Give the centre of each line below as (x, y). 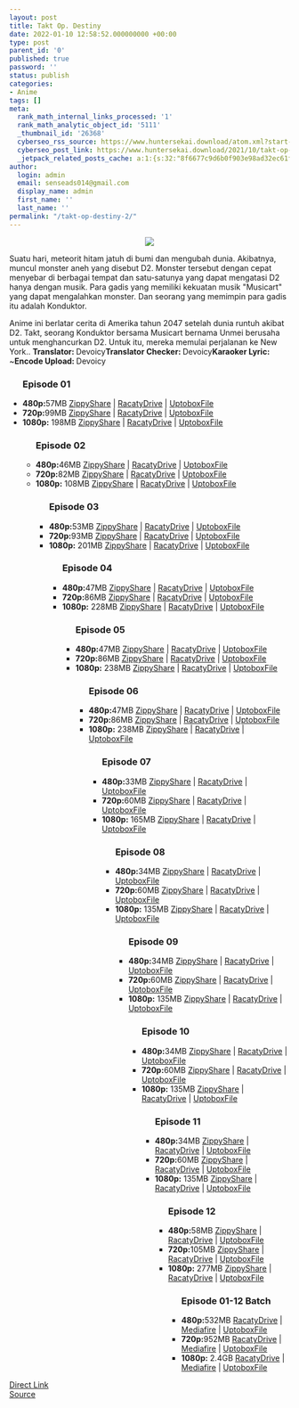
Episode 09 (154, 941)
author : (24, 167)
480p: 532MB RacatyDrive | (232, 1321)
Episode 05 (101, 629)
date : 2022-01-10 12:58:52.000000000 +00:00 (93, 34)
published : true (39, 59)
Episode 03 (74, 507)
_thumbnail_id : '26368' (61, 134)
